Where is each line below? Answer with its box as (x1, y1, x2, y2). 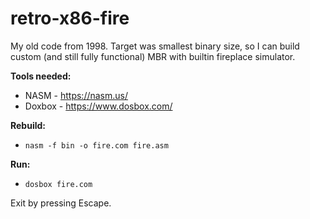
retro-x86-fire (10, 7, 130, 30)
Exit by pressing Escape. (10, 197, 112, 209)
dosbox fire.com (24, 179, 93, 189)
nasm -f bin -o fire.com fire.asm (24, 140, 169, 151)
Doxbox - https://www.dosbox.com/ (24, 100, 173, 112)
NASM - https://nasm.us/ (24, 89, 129, 101)
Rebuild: (10, 119, 46, 131)
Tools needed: (10, 70, 72, 82)
